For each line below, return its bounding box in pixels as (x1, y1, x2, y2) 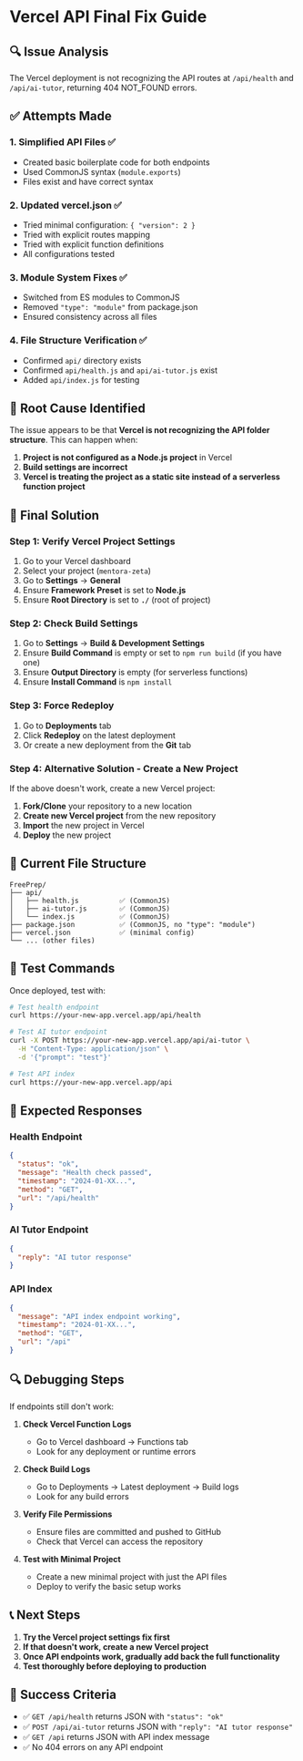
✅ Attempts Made (9, 108, 112, 124)
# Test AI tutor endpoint (9, 1027, 107, 1036)
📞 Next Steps (9, 1607, 81, 1623)
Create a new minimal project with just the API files (35, 1570, 227, 1582)
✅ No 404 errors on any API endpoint (22, 1742, 164, 1753)
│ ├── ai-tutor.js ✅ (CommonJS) (9, 904, 171, 913)
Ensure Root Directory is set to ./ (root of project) (22, 594, 211, 605)
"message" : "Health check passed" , (17, 1169, 153, 1178)
